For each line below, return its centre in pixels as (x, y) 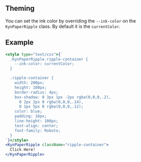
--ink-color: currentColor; (44, 64)
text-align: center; (36, 125)
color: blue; (28, 112)
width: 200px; (29, 83)
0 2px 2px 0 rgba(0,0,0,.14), (51, 102)
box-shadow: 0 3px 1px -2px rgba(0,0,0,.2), (63, 97)
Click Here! (23, 150)
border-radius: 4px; (36, 92)
